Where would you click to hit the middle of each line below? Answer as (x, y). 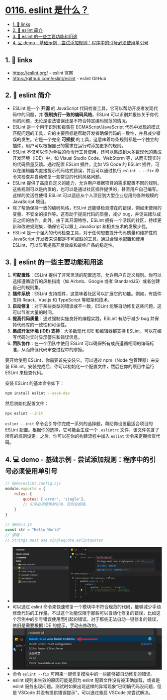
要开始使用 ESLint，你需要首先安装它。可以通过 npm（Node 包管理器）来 (80, 360)
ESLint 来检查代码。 (25, 373)
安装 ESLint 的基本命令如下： (35, 383)
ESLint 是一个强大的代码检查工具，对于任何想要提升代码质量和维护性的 (85, 232)
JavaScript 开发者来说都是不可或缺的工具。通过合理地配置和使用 (78, 239)
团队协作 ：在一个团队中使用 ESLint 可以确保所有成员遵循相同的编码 (81, 343)
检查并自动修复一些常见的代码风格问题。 (63, 177)
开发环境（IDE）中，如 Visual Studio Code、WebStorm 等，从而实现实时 (86, 158)
